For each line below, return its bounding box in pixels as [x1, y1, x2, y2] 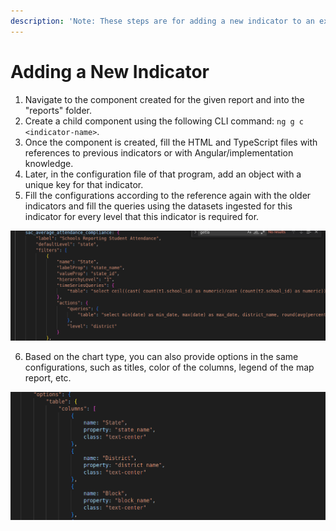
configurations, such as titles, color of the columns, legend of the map [24, 361, 315, 374]
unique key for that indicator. [24, 178, 144, 190]
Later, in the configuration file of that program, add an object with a [24, 168, 302, 180]
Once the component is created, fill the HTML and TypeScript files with [24, 136, 318, 148]
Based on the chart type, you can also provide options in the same [24, 351, 299, 363]
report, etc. [24, 372, 72, 384]
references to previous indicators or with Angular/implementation [24, 146, 294, 159]
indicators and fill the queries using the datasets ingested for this [24, 200, 293, 212]
